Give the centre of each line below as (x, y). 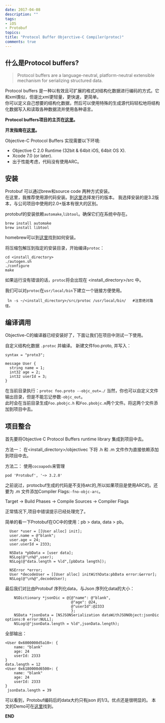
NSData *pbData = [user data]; (41, 553)
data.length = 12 (23, 664)
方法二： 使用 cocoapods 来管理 (35, 466)
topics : (13, 33)
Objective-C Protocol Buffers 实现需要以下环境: (53, 141)
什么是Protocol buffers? (42, 63)
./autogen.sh (18, 262)
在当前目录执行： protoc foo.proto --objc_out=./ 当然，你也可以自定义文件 (82, 391)
